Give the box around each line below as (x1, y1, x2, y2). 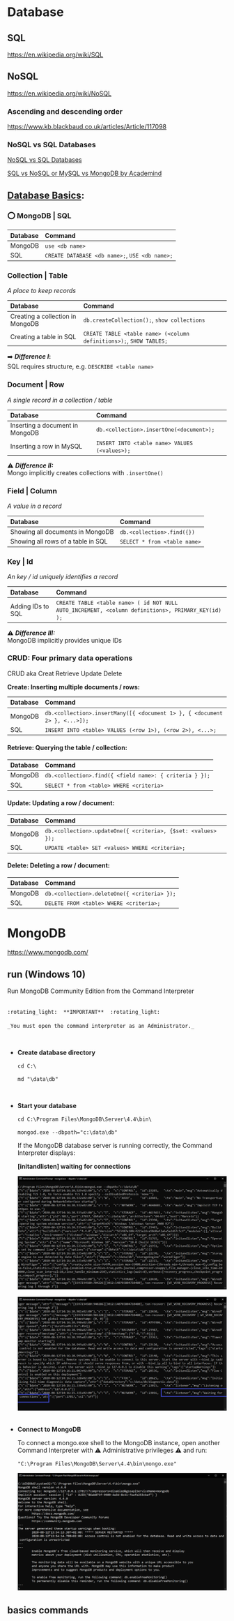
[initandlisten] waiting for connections (17, 1163, 131, 1171)
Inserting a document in (10, 421, 79, 430)
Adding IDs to (10, 602, 49, 611)
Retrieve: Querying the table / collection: (7, 743, 127, 752)
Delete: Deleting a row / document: (7, 861, 110, 869)
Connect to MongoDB (17, 1425, 81, 1433)
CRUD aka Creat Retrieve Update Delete (7, 669, 123, 678)
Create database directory (17, 1048, 96, 1057)
